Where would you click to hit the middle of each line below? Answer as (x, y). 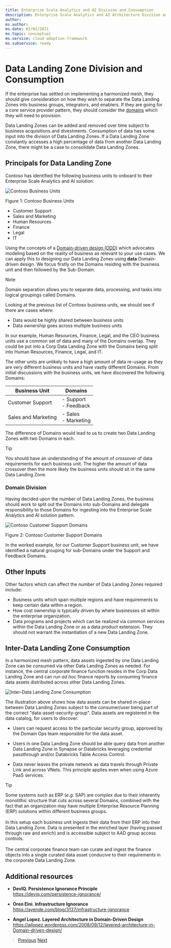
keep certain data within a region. (48, 605)
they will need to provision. (34, 115)
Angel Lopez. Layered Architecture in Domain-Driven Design (78, 919)
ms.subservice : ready (28, 43)
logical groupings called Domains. (41, 295)
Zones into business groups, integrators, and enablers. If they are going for (84, 104)
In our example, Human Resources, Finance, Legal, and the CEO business (82, 335)
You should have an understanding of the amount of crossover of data (79, 458)
